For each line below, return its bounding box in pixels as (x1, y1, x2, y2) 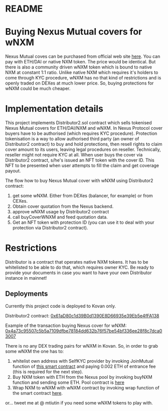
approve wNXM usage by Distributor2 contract (12, 209, 109, 215)
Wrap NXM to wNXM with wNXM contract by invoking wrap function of (12, 384, 159, 390)
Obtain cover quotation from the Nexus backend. (12, 203, 114, 209)
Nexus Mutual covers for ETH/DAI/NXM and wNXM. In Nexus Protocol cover (5, 125, 163, 131)
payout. (5, 168, 21, 174)
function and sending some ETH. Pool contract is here (12, 379, 124, 385)
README (5, 3, 43, 15)
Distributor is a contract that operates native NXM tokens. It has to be (5, 259, 148, 265)
